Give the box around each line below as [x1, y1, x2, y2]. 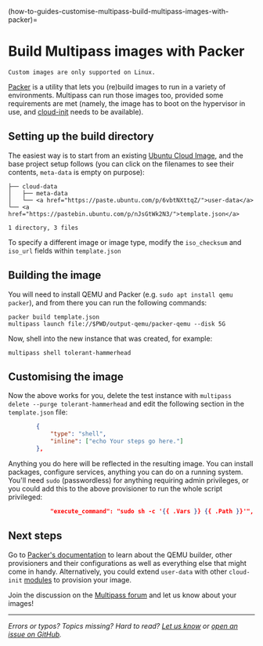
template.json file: [8, 407, 68, 417]
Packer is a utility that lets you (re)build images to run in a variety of [8, 82, 226, 91]
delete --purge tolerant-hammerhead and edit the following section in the [8, 400, 245, 409]
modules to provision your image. [23, 575, 131, 584]
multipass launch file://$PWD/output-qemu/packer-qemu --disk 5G [8, 319, 225, 328]
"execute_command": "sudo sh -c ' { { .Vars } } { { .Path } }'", [49, 507, 254, 515]
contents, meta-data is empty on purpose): [8, 167, 145, 177]
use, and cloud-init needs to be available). [8, 107, 144, 116]
